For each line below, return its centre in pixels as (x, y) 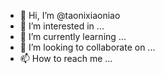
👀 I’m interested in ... (62, 26)
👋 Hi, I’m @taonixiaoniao (70, 15)
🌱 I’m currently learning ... (73, 36)
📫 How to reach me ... (66, 58)
